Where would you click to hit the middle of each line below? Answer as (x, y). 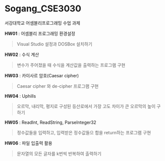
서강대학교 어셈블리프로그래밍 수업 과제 (42, 23)
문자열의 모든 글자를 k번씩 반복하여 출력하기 (59, 154)
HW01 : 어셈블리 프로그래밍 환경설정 (40, 33)
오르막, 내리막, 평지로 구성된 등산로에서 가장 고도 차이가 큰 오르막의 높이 (86, 106)
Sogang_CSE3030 (43, 9)
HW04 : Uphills (20, 96)
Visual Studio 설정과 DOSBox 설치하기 (55, 44)
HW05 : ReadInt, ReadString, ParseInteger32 (51, 122)
